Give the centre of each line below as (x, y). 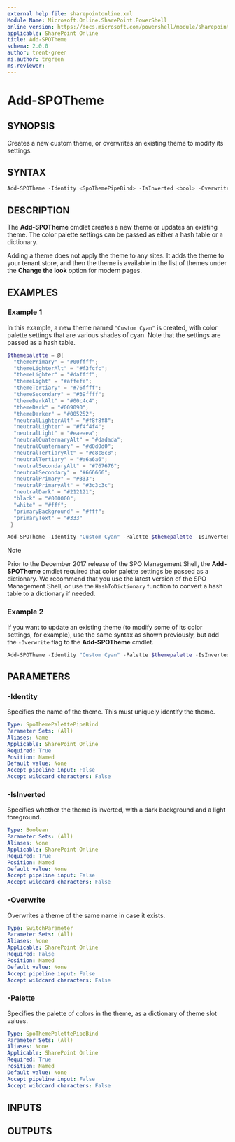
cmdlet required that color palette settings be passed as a (126, 572)
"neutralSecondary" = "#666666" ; (62, 472)
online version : (31, 27)
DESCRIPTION (38, 210)
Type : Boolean (28, 830)
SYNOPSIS (31, 126)
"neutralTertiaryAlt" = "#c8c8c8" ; (65, 453)
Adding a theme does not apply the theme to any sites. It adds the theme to (116, 255)
